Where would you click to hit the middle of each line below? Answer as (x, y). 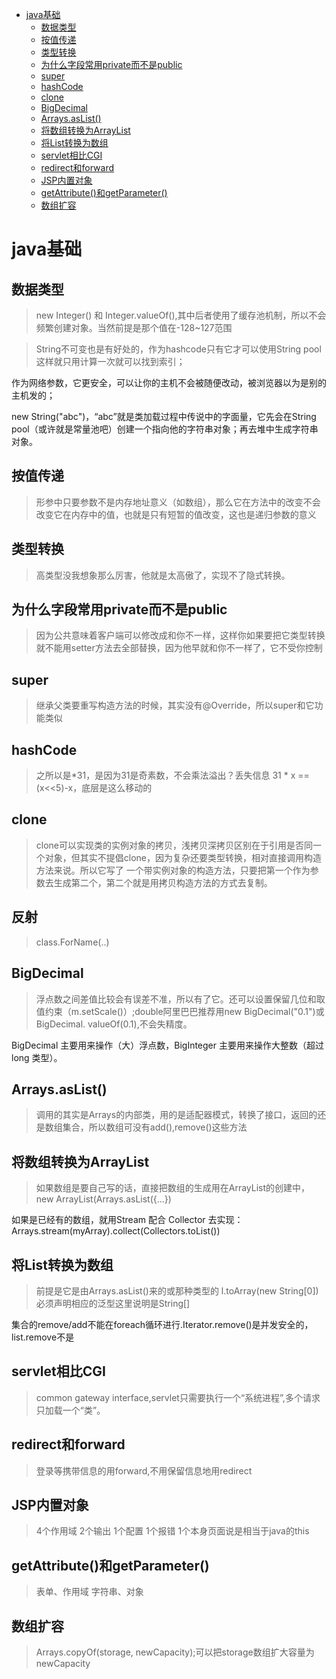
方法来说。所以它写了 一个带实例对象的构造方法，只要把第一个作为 (173, 870)
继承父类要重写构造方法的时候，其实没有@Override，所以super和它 (175, 705)
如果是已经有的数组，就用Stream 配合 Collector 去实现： (127, 1220)
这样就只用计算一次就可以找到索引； (110, 361)
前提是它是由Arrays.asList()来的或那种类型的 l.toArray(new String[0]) (177, 1290)
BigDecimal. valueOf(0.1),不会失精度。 (114, 1024)
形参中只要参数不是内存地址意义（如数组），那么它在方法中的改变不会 (178, 502)
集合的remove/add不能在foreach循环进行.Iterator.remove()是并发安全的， (162, 1324)
